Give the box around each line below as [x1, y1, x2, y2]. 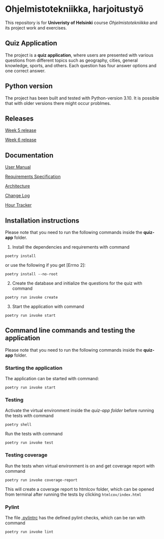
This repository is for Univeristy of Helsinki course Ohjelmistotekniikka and [5, 20, 158, 26]
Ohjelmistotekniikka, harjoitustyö [5, 3, 143, 15]
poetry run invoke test [5, 440, 54, 445]
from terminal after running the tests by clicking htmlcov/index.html [5, 491, 142, 497]
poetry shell [5, 422, 32, 427]
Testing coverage [5, 452, 48, 459]
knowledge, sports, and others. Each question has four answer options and [5, 62, 157, 68]
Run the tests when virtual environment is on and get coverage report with [5, 462, 155, 469]
